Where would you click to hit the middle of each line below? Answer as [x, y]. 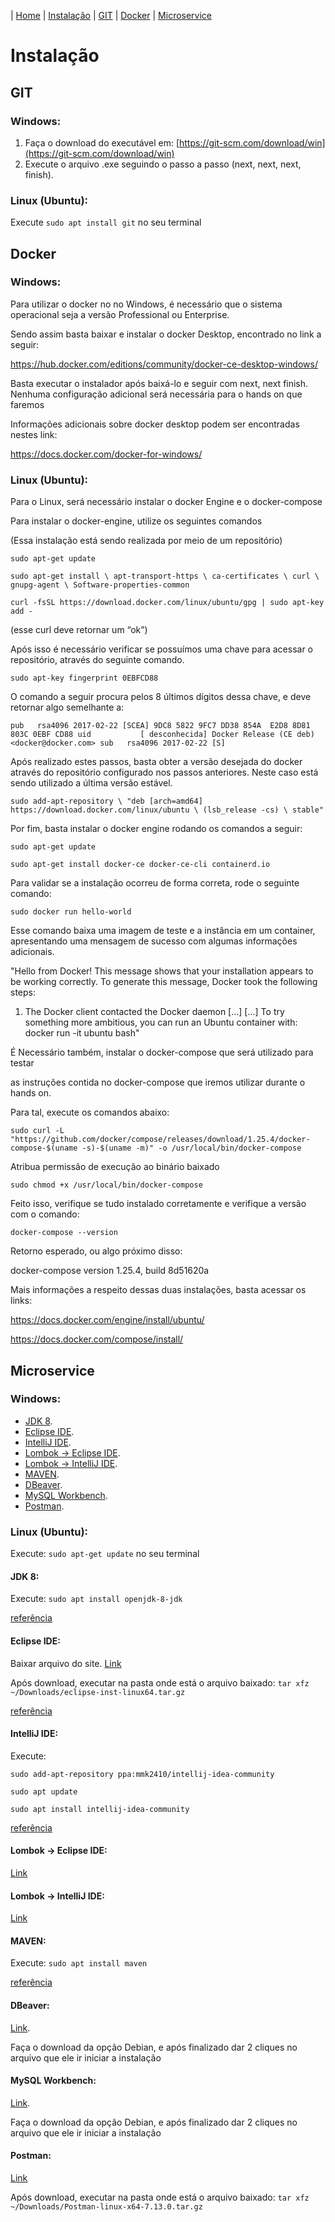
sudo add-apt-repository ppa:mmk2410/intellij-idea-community [142, 1774]
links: [21, 1301]
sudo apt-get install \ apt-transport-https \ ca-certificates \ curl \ [165, 576]
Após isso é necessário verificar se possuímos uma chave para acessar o [162, 649]
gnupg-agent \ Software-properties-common [100, 585]
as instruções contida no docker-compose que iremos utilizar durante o [158, 1082]
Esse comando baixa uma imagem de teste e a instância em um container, [163, 931]
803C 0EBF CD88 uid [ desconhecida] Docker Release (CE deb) [162, 735]
